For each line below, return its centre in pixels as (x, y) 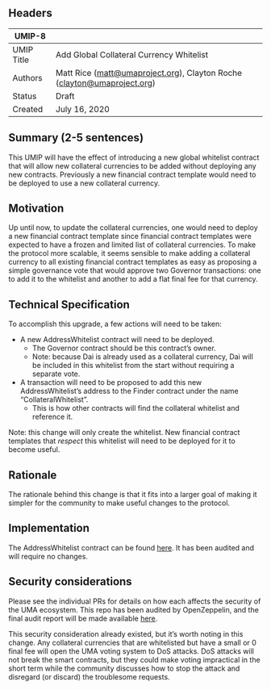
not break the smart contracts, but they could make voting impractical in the (134, 659)
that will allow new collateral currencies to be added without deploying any (132, 165)
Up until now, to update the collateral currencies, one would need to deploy (133, 228)
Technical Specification (69, 305)
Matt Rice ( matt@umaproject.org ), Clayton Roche (149, 73)
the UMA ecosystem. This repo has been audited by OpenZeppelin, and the (134, 609)
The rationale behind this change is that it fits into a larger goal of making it (133, 495)
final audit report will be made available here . (83, 618)
